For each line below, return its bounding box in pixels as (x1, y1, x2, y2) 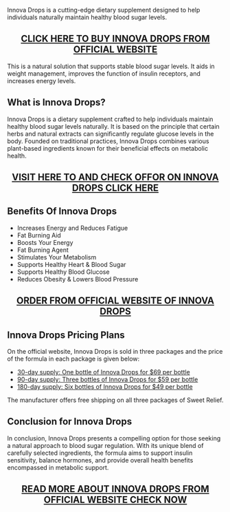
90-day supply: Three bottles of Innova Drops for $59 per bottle (16, 375, 198, 384)
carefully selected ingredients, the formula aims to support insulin (7, 449, 193, 457)
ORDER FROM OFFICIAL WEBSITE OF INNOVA (16, 295, 215, 307)
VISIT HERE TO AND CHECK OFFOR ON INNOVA (12, 171, 219, 183)
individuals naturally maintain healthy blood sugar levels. (7, 13, 167, 21)
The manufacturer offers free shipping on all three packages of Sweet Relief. (7, 396, 225, 405)
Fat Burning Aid (16, 231, 62, 239)
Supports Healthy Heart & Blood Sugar (16, 260, 126, 268)
